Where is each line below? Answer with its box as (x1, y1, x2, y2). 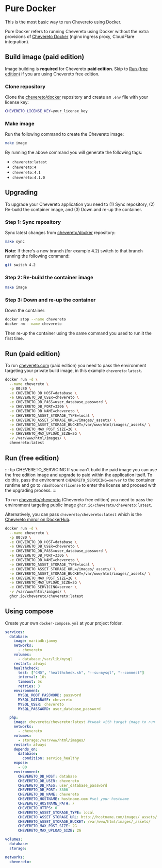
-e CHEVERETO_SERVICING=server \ (9, 585, 77, 590)
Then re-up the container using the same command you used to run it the (5, 330, 152, 336)
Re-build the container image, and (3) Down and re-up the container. (5, 206, 142, 212)
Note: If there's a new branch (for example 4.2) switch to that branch (5, 248, 143, 254)
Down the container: (5, 307, 46, 314)
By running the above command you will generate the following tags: (5, 149, 142, 156)
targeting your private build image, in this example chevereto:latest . (5, 368, 142, 373)
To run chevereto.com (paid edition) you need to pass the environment (5, 362, 146, 368)
